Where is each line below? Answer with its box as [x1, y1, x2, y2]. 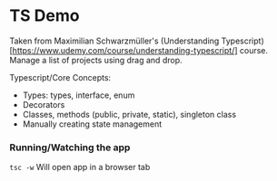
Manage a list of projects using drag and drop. [9, 54, 183, 65]
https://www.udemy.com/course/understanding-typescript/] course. [12, 44, 269, 55]
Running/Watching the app [9, 141, 131, 154]
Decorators [22, 99, 65, 110]
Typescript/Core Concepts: [9, 71, 112, 82]
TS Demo [9, 5, 80, 26]
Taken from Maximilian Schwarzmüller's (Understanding [9, 35, 220, 46]
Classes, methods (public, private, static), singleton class [22, 109, 237, 119]
